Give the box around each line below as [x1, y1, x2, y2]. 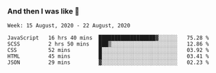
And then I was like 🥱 [7, 6, 80, 16]
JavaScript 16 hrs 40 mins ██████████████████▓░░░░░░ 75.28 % [7, 34, 210, 41]
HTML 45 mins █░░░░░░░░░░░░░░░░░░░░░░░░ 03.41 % [7, 53, 210, 60]
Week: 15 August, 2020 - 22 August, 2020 [7, 22, 131, 29]
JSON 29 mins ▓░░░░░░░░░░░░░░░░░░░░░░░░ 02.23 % [7, 59, 210, 66]
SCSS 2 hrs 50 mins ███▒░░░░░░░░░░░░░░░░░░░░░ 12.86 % [7, 41, 210, 48]
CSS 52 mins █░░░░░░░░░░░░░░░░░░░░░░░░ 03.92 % [7, 47, 210, 54]
